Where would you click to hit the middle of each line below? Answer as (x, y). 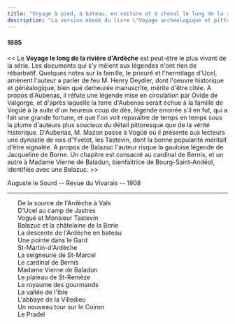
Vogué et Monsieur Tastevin (58, 218)
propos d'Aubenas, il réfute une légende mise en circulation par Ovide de (113, 95)
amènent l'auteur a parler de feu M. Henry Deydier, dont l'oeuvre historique (116, 80)
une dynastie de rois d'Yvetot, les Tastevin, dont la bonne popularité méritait (117, 140)
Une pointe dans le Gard (52, 240)
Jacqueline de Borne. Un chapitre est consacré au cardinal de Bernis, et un (115, 154)
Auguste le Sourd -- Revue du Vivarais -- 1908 (74, 183)
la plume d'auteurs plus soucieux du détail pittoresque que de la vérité (108, 125)
